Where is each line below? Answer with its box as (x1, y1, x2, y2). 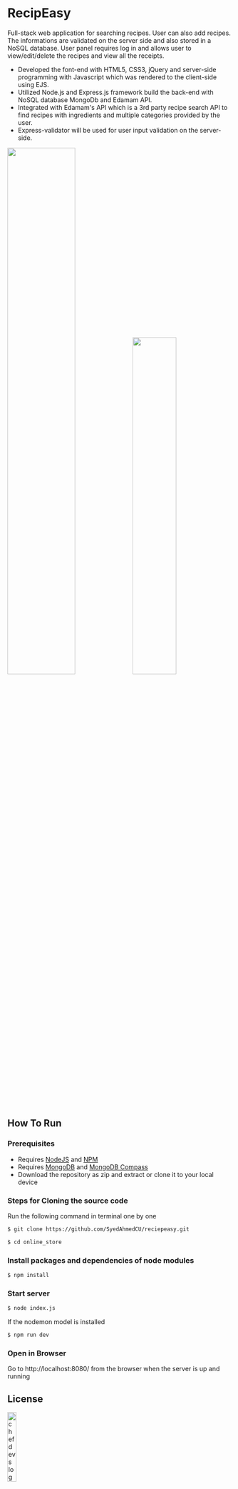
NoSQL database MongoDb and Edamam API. (17, 95, 152, 104)
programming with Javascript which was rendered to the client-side (17, 73, 217, 81)
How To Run (7, 1117, 62, 1129)
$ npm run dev (7, 1331, 50, 1339)
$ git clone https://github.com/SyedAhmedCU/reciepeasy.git (7, 1226, 190, 1233)
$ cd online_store (7, 1238, 62, 1246)
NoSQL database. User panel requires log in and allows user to (7, 44, 192, 52)
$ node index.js (7, 1305, 56, 1312)
